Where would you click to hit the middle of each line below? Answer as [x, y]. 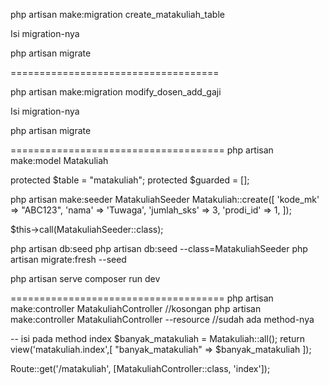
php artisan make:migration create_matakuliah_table [117, 14]
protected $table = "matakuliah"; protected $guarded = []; [130, 180]
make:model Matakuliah [59, 160]
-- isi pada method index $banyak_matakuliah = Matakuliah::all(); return [157, 338]
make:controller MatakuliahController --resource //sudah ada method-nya [162, 319]
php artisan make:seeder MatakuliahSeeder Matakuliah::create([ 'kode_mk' [165, 199]
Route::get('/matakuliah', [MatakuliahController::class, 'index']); [140, 368]
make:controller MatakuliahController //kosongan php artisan [136, 308]
